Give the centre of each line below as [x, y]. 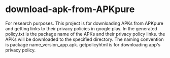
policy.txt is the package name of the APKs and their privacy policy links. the [85, 34]
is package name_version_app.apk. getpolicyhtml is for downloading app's [83, 44]
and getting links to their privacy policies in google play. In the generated [81, 28]
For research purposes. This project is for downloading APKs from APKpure [84, 23]
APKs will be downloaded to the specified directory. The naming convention [84, 39]
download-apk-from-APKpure [70, 9]
